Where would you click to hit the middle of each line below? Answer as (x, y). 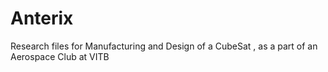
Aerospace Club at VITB (60, 56)
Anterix (42, 18)
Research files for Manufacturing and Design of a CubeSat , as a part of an (164, 46)
